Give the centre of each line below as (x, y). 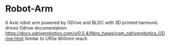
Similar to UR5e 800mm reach (56, 38)
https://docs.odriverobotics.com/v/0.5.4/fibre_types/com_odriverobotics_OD (85, 33)
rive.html (14, 38)
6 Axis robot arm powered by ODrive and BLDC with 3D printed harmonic (82, 22)
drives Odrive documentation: (36, 27)
